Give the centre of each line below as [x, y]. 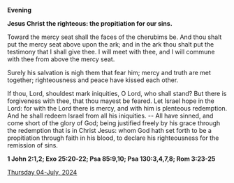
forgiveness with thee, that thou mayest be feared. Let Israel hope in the [111, 101]
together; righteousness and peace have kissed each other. [93, 80]
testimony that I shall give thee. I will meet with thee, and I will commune [111, 52]
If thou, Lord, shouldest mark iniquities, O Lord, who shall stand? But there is [117, 94]
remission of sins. [32, 145]
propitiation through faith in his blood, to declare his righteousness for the [113, 138]
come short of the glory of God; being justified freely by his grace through [114, 123]
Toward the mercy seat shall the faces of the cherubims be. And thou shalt [115, 37]
